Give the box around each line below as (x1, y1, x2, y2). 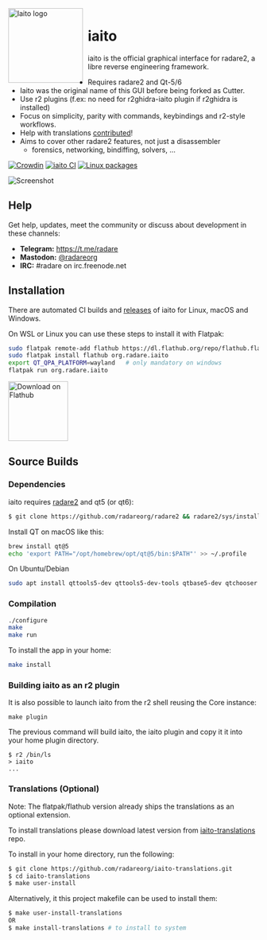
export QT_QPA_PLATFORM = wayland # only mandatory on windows (8, 359, 222, 367)
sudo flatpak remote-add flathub (8, 344, 119, 353)
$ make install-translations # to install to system (8, 924, 187, 932)
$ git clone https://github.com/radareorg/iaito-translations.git (8, 864, 233, 872)
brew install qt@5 (8, 542, 69, 550)
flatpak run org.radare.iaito (8, 366, 109, 375)
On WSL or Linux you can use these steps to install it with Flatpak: (8, 329, 225, 338)
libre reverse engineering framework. (87, 61, 209, 71)
